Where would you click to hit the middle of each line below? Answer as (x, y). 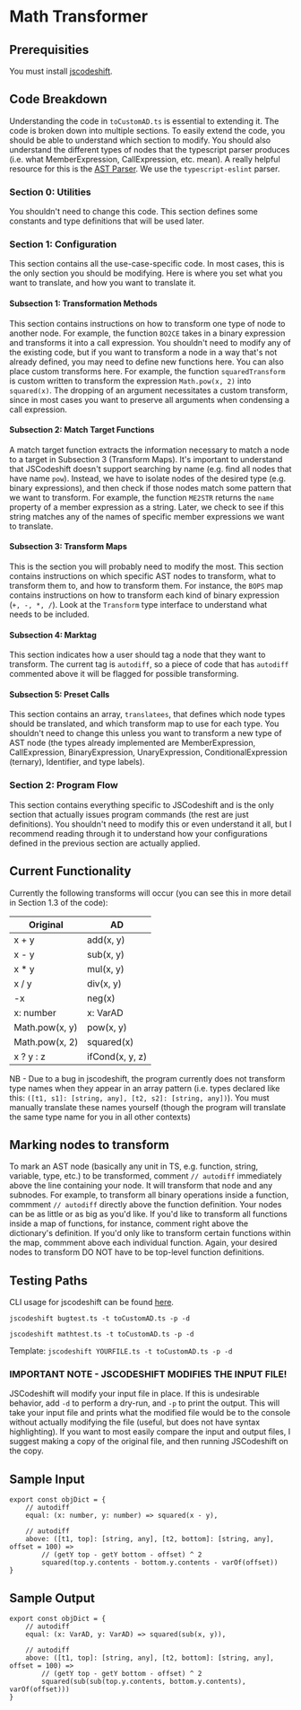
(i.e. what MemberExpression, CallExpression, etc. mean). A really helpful (145, 159)
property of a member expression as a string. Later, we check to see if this (147, 507)
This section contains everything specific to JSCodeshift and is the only (142, 804)
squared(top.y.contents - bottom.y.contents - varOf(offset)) (160, 1563)
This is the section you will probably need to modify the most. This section (146, 566)
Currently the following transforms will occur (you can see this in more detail (150, 893)
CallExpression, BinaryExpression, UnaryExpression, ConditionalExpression (149, 752)
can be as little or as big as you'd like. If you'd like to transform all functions (149, 1215)
